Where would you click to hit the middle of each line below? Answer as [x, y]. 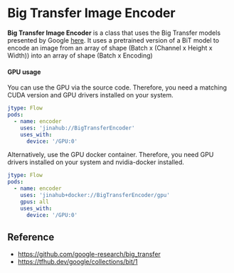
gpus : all [35, 202]
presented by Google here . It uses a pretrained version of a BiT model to [113, 40]
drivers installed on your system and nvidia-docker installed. [96, 162]
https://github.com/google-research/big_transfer [89, 255]
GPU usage [24, 72]
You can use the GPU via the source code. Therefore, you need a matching [117, 87]
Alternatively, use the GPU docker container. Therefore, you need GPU [111, 155]
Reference [31, 237]
